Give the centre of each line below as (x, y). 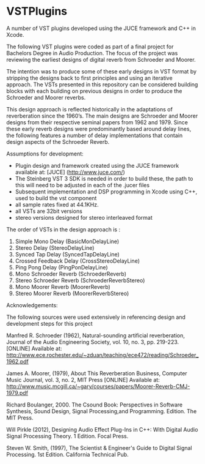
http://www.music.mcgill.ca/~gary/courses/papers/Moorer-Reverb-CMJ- (98, 386)
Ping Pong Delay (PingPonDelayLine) (61, 267)
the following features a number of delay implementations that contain (95, 135)
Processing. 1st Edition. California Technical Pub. (68, 454)
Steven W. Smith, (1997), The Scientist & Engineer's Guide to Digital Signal (99, 447)
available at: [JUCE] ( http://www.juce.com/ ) (70, 172)
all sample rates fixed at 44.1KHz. (57, 204)
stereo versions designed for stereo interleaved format (84, 217)
